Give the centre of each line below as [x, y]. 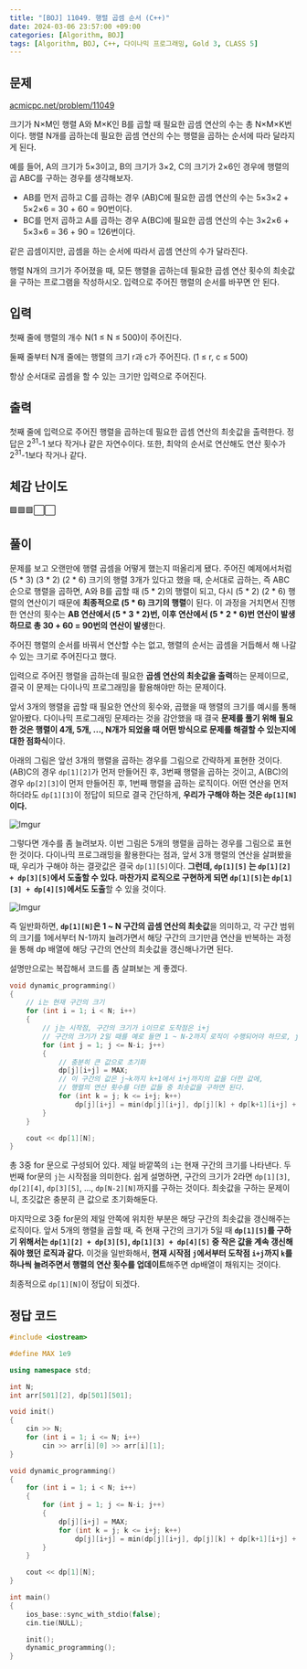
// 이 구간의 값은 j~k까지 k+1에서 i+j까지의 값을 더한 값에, [161, 1079]
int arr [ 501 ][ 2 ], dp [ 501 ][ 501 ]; [71, 1396]
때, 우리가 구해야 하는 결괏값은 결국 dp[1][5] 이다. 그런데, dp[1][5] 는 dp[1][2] [150, 866]
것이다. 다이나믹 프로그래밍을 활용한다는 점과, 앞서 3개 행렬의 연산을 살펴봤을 [155, 854]
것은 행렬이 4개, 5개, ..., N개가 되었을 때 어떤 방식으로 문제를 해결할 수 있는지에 [158, 729]
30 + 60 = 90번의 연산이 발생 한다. [104, 625]
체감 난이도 [39, 487]
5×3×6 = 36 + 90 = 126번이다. [79, 232]
